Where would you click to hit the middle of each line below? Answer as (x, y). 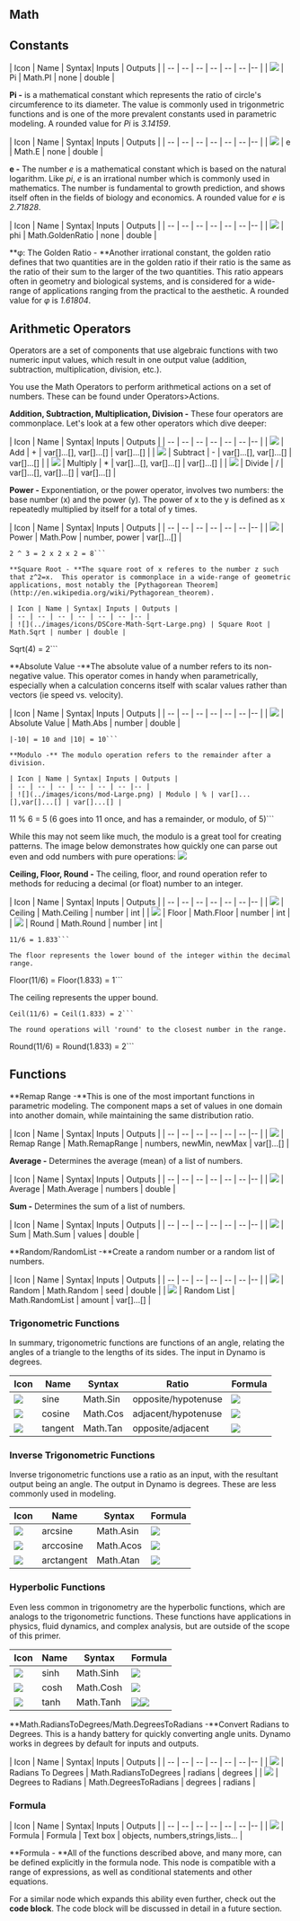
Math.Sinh (97, 1672)
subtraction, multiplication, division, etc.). (86, 370)
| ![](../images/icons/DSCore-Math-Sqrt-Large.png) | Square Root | (140, 625)
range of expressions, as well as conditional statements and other (131, 1873)
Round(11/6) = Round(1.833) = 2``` (72, 1046)
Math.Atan (119, 1560)
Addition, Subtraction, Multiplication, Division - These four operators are (146, 414)
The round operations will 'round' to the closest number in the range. (148, 1030)
